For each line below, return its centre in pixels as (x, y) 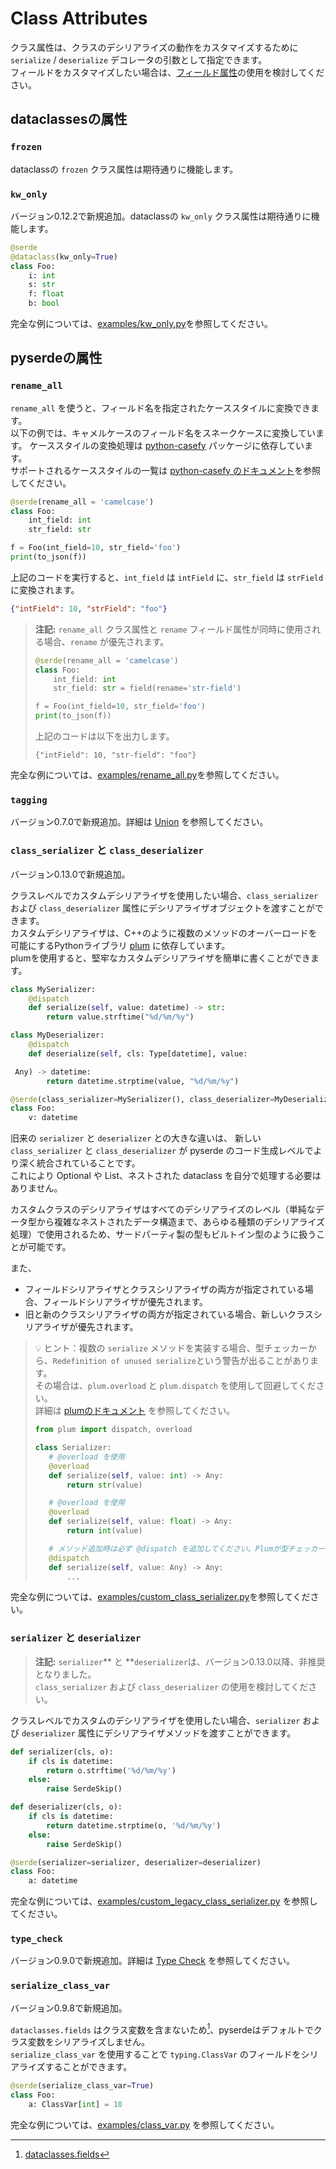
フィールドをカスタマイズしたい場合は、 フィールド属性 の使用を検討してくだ (167, 72)
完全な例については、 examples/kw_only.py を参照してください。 (141, 324)
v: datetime (53, 1118)
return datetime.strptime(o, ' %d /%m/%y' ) (134, 1825)
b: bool (44, 303)
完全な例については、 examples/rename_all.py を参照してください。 (147, 775)
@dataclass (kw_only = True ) (64, 257)
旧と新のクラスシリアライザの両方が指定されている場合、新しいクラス (169, 1314)
